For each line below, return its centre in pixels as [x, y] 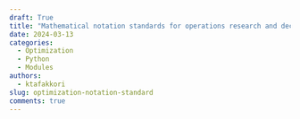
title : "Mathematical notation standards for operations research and [143, 26]
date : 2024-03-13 [42, 34]
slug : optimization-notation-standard [81, 92]
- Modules [35, 68]
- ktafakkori [42, 84]
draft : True [31, 17]
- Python [33, 59]
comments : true [37, 101]
